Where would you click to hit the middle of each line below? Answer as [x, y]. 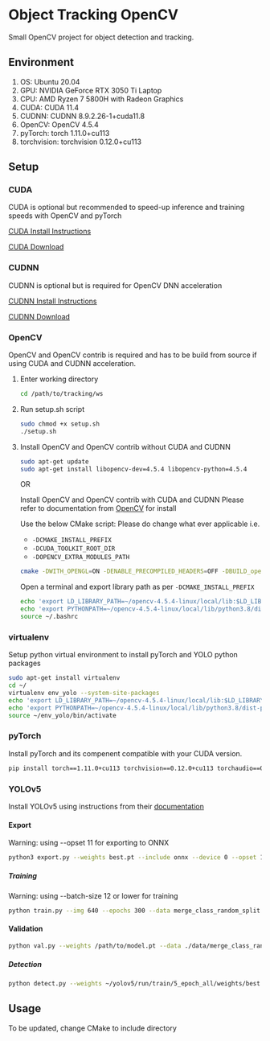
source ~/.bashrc [49, 617]
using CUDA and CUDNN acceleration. [72, 364]
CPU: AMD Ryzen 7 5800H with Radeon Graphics [102, 99]
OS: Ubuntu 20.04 [50, 81]
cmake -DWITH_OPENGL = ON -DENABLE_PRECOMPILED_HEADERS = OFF [119, 572]
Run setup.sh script [52, 409]
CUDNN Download [39, 316]
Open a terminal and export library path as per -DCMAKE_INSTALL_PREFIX [137, 587]
